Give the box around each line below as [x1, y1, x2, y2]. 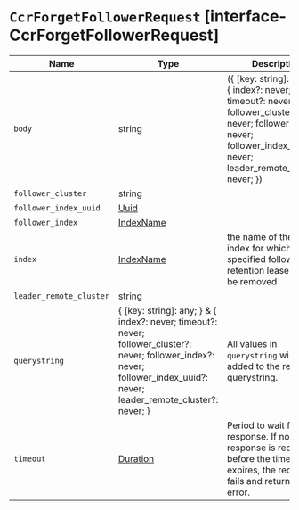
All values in [226, 337, 278, 350]
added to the [226, 359, 280, 372]
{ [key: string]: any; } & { [117, 304, 217, 317]
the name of [226, 230, 278, 243]
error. [226, 486, 251, 498]
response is [226, 441, 276, 454]
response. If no [226, 430, 290, 442]
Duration [117, 452, 155, 465]
